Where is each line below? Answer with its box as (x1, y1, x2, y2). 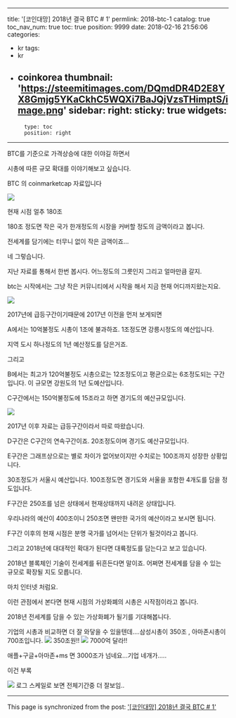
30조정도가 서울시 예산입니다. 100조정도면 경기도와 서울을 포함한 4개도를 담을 (7, 475, 221, 484)
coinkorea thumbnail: (17, 72, 114, 84)
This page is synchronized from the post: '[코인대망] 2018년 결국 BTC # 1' (7, 703, 216, 711)
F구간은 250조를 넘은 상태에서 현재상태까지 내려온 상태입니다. (7, 499, 176, 507)
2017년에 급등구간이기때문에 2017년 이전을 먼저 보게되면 (7, 310, 163, 319)
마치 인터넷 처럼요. (7, 582, 58, 591)
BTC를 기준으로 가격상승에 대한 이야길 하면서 (7, 149, 130, 158)
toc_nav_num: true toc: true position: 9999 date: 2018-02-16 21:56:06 (7, 23, 209, 31)
